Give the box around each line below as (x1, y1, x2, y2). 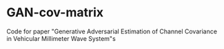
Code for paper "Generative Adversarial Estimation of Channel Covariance (6, 27, 218, 35)
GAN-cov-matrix (6, 5, 104, 20)
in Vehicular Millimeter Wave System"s (6, 34, 116, 42)
